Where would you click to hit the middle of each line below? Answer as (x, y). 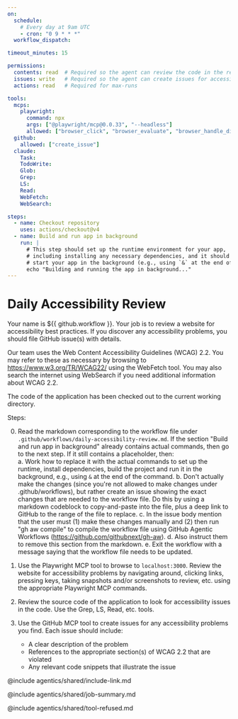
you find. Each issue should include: (70, 630)
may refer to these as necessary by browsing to (77, 360)
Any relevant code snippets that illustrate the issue (102, 667)
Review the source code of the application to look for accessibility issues (124, 602)
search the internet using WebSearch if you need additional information (112, 375)
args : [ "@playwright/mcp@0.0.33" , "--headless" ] (99, 125)
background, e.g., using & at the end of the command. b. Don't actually (121, 477)
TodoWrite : (36, 164)
